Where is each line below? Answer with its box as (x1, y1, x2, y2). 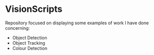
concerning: (5, 25, 30, 31)
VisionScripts (5, 3, 63, 15)
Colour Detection (12, 45, 48, 51)
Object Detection (12, 35, 47, 41)
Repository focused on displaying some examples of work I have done (5, 20, 149, 26)
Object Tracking (12, 40, 46, 46)
